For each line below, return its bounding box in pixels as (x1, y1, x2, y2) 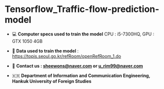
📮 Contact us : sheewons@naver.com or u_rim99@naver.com (11, 62, 143, 68)
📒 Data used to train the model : (11, 47, 79, 53)
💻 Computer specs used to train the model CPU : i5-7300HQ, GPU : (11, 31, 154, 37)
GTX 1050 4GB (11, 38, 43, 44)
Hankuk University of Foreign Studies (11, 78, 92, 84)
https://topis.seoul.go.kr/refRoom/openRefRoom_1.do (11, 53, 121, 59)
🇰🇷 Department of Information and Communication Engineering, (11, 72, 150, 78)
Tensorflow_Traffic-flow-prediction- (4, 3, 159, 15)
